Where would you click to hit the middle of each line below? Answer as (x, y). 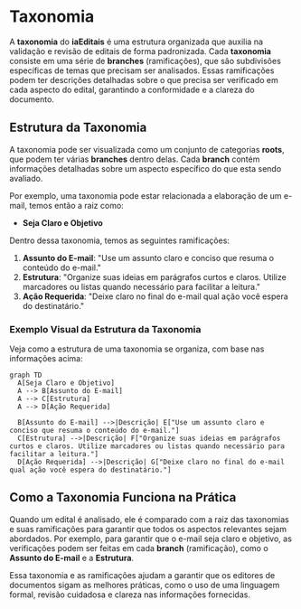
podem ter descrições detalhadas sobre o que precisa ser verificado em (144, 80)
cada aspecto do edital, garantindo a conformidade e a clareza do (132, 89)
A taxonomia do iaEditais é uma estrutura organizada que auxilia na (136, 42)
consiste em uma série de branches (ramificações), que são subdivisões (146, 61)
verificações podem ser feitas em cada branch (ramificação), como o (139, 548)
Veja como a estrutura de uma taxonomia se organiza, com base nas (137, 349)
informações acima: (46, 359)
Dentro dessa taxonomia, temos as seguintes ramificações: (120, 240)
